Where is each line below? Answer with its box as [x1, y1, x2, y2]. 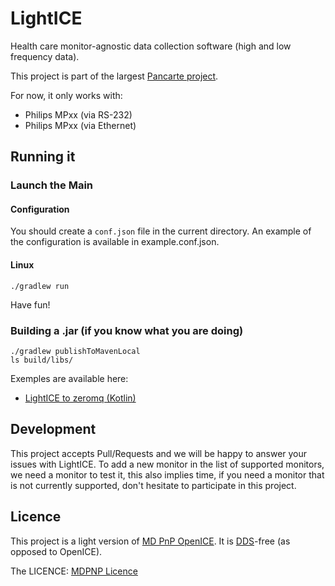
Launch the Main [10, 178, 93, 192]
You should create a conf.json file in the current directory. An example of [10, 225, 312, 237]
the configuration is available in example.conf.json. [10, 236, 220, 248]
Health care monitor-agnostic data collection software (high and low [10, 40, 292, 52]
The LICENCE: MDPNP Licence [10, 565, 138, 577]
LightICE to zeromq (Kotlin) [24, 392, 137, 404]
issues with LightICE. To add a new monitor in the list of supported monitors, [10, 458, 325, 470]
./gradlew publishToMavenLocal [10, 346, 141, 356]
